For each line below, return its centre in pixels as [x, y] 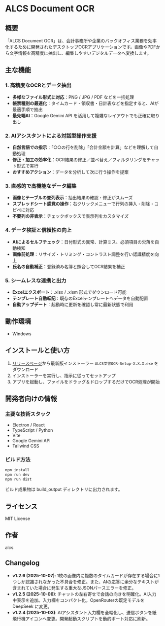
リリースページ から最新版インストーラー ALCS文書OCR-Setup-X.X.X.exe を [85, 363]
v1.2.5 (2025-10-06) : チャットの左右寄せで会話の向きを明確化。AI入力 [84, 594]
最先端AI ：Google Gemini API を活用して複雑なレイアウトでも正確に [82, 115]
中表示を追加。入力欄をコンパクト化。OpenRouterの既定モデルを [78, 600]
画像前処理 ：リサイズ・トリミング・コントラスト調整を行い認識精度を [83, 254]
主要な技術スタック [28, 414]
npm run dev [17, 475]
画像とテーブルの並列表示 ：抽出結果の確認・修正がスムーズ [72, 198]
